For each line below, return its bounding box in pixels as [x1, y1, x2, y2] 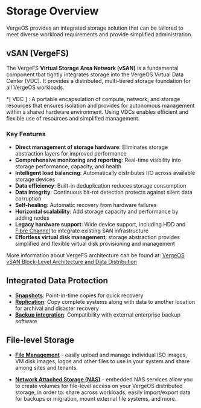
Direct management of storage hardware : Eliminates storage [14, 143, 168, 151]
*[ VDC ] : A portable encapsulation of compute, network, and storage [6, 95, 180, 102]
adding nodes [14, 214, 49, 222]
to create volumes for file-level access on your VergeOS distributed [14, 382, 183, 389]
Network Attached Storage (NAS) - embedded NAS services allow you [14, 375, 193, 383]
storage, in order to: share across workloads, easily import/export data [14, 389, 191, 396]
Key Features [6, 130, 46, 138]
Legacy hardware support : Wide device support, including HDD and [14, 221, 186, 228]
